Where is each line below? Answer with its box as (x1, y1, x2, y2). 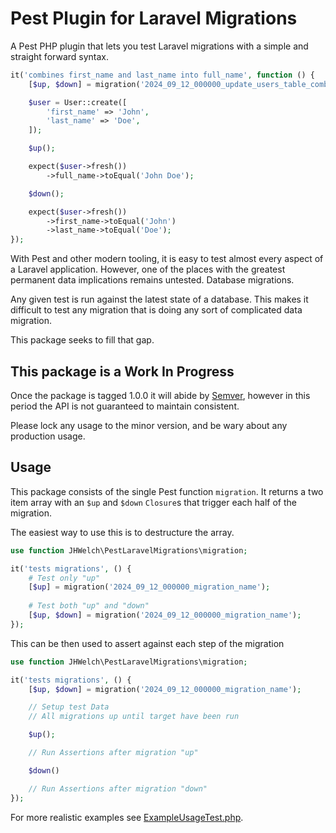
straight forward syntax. (10, 50, 110, 62)
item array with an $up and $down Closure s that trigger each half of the (10, 496, 297, 508)
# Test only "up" (28, 573, 101, 583)
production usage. (10, 430, 86, 442)
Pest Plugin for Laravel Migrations (10, 7, 298, 30)
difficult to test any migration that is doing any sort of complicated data (10, 304, 303, 316)
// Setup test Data (28, 702, 110, 712)
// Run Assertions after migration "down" (28, 783, 208, 794)
